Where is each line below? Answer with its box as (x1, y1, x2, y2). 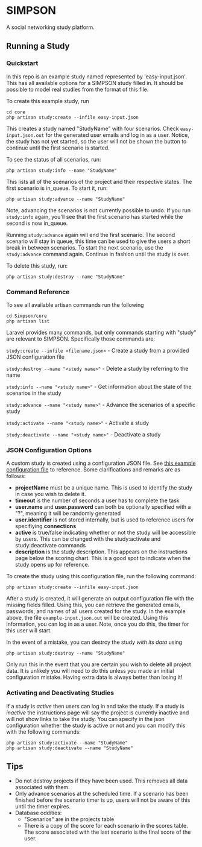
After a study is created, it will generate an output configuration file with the (6, 595, 194, 602)
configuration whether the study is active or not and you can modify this (6, 722, 186, 729)
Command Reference (6, 288, 70, 296)
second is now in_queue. (6, 219, 68, 227)
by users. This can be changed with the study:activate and (14, 535, 161, 543)
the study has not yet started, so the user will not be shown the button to (6, 137, 187, 145)
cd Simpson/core (6, 313, 47, 319)
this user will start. (6, 627, 52, 634)
